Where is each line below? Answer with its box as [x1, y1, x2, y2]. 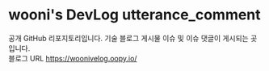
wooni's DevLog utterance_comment [8, 6, 261, 24]
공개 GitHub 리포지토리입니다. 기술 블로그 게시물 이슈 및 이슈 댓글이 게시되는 [8, 33, 249, 43]
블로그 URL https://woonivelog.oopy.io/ [8, 53, 137, 63]
